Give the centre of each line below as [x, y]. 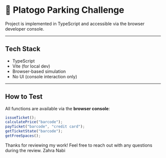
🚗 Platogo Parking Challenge [65, 10]
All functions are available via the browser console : [58, 108]
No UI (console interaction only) [45, 76]
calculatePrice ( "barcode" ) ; [34, 122]
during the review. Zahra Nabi [35, 150]
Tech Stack [23, 49]
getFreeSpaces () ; [23, 136]
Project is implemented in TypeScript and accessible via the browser [75, 24]
